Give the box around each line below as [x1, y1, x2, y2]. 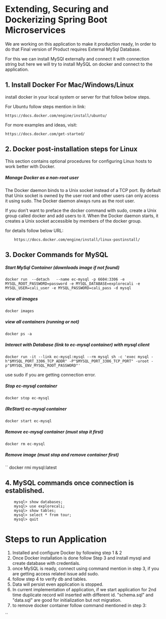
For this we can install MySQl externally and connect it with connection [5, 56, 150, 62]
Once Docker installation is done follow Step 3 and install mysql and [12, 555, 151, 561]
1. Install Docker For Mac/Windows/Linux [5, 81, 134, 89]
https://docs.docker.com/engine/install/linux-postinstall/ [14, 237, 140, 242]
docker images [5, 309, 35, 313]
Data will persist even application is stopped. [12, 581, 104, 587]
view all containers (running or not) [5, 319, 80, 325]
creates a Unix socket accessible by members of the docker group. [5, 218, 142, 224]
